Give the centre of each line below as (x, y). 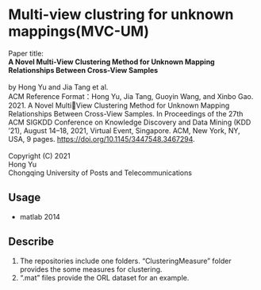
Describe (31, 242)
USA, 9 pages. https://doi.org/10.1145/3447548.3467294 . (102, 139)
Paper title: (26, 53)
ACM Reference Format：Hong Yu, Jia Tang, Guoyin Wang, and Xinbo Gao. (131, 96)
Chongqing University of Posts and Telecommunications (100, 173)
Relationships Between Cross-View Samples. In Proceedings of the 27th (126, 113)
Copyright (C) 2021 (39, 155)
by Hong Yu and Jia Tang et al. (58, 87)
